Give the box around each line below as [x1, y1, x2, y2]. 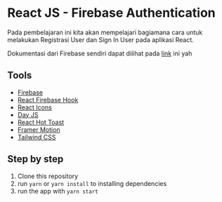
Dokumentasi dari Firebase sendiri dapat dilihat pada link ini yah [7, 49, 192, 58]
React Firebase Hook [17, 95, 79, 104]
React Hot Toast [17, 118, 65, 126]
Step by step [7, 153, 64, 166]
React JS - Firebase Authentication [7, 5, 216, 21]
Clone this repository [17, 172, 79, 180]
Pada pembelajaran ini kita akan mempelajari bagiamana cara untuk [7, 28, 203, 36]
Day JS [17, 110, 39, 119]
